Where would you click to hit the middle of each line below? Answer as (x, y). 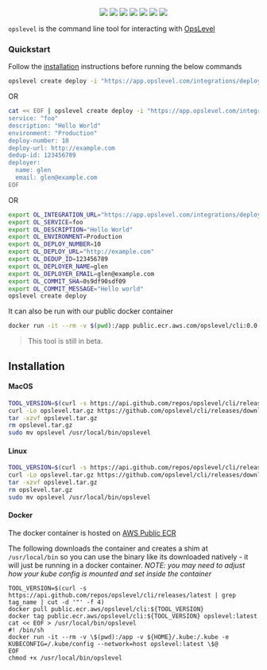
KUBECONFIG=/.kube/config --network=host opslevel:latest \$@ (113, 644)
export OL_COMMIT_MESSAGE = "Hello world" (76, 289)
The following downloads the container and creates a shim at (108, 548)
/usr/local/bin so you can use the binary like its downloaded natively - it (128, 556)
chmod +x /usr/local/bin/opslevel (66, 658)
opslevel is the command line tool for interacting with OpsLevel (112, 29)
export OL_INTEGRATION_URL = (55, 215)
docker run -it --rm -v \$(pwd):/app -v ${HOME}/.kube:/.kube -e (118, 637)
